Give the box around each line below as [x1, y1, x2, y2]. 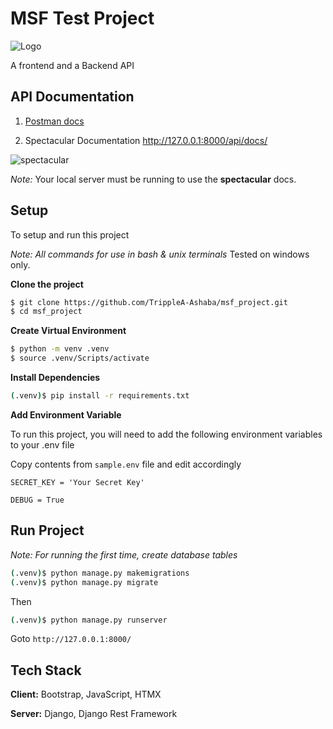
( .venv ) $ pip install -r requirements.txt [10, 391, 190, 401]
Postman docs [24, 115, 85, 127]
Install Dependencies [10, 372, 101, 384]
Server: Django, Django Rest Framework [10, 708, 178, 720]
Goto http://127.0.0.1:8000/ [10, 633, 132, 645]
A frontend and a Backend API [10, 59, 135, 71]
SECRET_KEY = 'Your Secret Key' [10, 477, 145, 487]
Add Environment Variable [10, 408, 122, 421]
